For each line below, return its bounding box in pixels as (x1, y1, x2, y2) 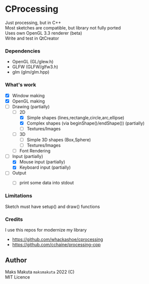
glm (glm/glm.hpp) (12, 69, 50, 75)
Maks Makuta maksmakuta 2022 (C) (5, 269, 75, 275)
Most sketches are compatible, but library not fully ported (5, 25, 121, 30)
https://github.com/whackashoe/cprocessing (12, 236, 104, 242)
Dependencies (5, 48, 41, 54)
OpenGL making (12, 98, 45, 104)
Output (12, 170, 26, 176)
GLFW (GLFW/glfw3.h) (12, 64, 59, 70)
